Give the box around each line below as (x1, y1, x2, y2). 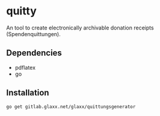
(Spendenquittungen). (6, 30, 61, 37)
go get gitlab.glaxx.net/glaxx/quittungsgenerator (6, 103, 136, 109)
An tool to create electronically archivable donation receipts (6, 24, 155, 31)
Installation (6, 88, 49, 98)
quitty (6, 4, 37, 18)
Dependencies (6, 48, 62, 58)
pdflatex (14, 64, 36, 71)
